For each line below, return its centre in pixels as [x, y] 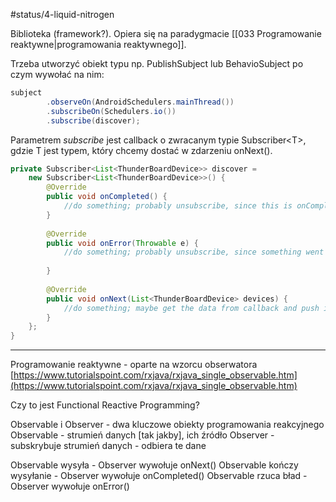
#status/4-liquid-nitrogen [62, 14]
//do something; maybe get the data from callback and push [191, 308]
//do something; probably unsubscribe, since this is [178, 206]
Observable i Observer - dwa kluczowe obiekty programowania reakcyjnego [167, 425]
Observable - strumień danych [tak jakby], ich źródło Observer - [142, 435]
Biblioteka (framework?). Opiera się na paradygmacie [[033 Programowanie [166, 33]
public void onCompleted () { [107, 197]
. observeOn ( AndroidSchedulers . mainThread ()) [140, 102]
